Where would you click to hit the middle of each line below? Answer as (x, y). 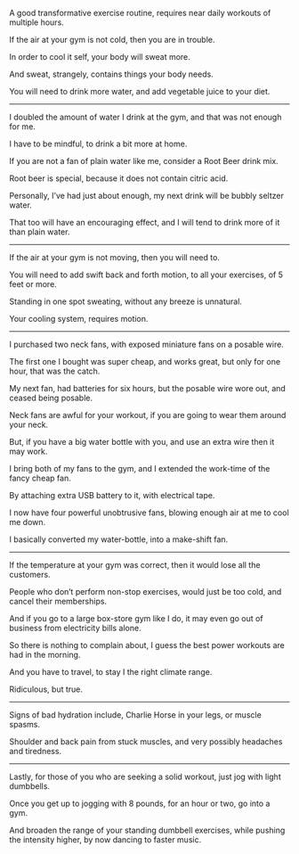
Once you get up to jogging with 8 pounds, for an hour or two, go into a (140, 803)
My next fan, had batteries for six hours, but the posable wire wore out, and (148, 388)
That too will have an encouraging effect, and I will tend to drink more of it (145, 222)
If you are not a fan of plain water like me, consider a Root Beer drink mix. (144, 161)
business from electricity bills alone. (75, 628)
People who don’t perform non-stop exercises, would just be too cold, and (145, 591)
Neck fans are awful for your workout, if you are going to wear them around (148, 415)
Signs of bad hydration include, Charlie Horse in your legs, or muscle (136, 715)
